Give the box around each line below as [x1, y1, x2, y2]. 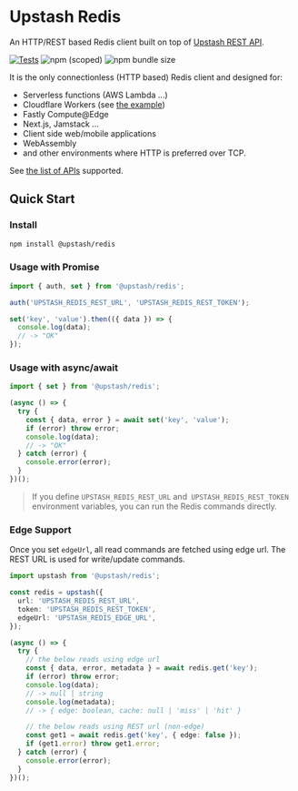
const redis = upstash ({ [9, 588, 104, 597]
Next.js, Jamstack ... [22, 118, 100, 129]
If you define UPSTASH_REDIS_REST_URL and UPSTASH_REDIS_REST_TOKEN [31, 491, 289, 502]
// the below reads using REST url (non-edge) [25, 722, 205, 732]
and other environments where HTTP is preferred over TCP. [22, 147, 247, 158]
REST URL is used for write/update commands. [9, 553, 185, 565]
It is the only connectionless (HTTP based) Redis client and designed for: [9, 71, 283, 83]
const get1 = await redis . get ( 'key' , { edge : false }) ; [25, 731, 243, 740]
